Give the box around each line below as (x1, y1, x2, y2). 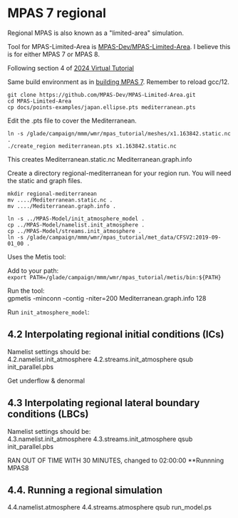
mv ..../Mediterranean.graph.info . (7, 202, 116, 209)
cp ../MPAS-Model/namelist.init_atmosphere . (7, 221, 145, 229)
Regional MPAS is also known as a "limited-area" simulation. (7, 29, 184, 37)
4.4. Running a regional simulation (7, 484, 162, 496)
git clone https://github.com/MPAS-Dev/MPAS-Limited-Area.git (7, 91, 196, 98)
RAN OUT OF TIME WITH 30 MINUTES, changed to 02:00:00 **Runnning (7, 456, 224, 465)
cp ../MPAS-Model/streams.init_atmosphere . (7, 227, 142, 234)
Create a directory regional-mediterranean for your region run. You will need (7, 169, 232, 177)
